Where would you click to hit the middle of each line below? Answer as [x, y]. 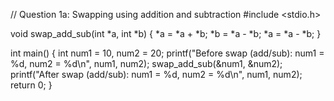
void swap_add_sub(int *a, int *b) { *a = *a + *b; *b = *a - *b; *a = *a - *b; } [166, 33]
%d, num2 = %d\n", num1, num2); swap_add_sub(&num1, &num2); [146, 63]
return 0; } [31, 85]
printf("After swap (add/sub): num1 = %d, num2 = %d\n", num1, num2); [156, 74]
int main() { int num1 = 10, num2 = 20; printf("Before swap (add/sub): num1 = [167, 53]
